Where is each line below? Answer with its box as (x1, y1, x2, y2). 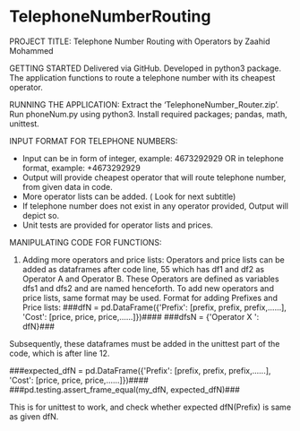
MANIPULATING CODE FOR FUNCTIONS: (9, 237, 162, 247)
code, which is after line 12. (9, 348, 110, 358)
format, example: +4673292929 (21, 162, 141, 173)
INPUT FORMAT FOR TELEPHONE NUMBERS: (9, 135, 178, 146)
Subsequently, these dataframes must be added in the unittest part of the (9, 338, 280, 349)
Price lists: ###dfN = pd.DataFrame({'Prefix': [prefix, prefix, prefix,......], (21, 302, 287, 313)
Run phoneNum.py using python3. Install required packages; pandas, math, (9, 108, 288, 119)
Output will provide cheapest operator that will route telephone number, (21, 172, 287, 183)
